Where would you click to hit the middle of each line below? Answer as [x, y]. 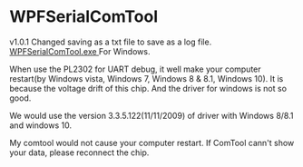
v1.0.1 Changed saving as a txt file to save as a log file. [111, 42]
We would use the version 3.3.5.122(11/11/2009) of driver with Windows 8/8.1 [151, 115]
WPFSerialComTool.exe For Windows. [80, 51]
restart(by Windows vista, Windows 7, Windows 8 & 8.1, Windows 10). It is [147, 78]
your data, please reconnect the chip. [79, 152]
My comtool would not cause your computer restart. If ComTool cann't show [152, 142]
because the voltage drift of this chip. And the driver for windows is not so [148, 88]
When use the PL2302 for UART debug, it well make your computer [135, 69]
